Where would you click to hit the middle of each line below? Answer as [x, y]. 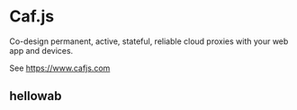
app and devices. [41, 50]
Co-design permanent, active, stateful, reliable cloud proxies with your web [149, 41]
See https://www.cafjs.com [60, 68]
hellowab [36, 96]
